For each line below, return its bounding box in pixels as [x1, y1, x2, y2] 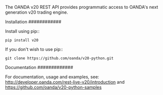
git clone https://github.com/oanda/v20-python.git [5, 56, 114, 61]
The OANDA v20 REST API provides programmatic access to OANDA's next [5, 4, 159, 10]
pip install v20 [5, 38, 39, 43]
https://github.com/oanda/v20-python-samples [5, 84, 102, 90]
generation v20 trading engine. [5, 9, 68, 15]
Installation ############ [5, 19, 62, 24]
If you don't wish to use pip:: [5, 47, 63, 52]
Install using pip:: [5, 28, 40, 34]
